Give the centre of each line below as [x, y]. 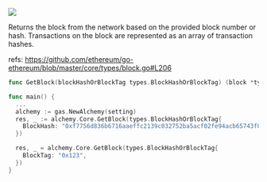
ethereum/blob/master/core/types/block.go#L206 [90, 68]
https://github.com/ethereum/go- [79, 59]
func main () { [32, 97]
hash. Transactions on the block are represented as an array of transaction [130, 35]
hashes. [21, 44]
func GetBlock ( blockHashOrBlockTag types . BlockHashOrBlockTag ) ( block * [131, 83]
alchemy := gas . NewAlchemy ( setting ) [76, 111]
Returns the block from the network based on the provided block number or [132, 27]
